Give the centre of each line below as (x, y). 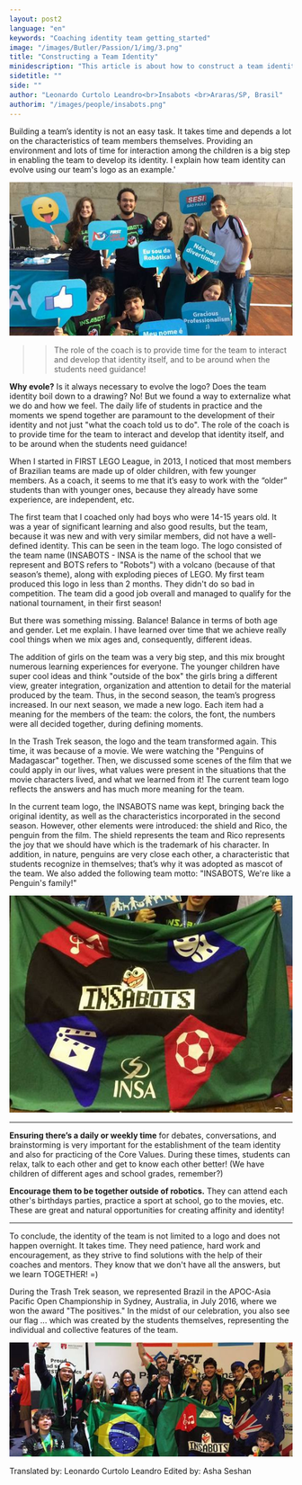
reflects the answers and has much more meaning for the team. (127, 789)
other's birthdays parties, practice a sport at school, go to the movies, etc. (147, 1201)
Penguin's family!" (43, 882)
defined (24, 545)
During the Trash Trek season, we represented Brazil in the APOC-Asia (140, 1292)
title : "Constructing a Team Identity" (84, 57)
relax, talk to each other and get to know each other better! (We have (137, 1164)
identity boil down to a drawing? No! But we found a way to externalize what (150, 396)
